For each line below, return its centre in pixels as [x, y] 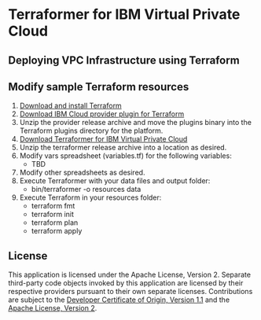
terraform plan [55, 223]
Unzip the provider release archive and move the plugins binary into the [135, 123]
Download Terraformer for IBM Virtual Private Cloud [103, 139]
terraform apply [57, 231]
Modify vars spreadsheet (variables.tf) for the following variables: [125, 156]
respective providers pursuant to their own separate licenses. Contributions [130, 292]
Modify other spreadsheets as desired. [82, 173]
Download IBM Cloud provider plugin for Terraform [102, 114]
